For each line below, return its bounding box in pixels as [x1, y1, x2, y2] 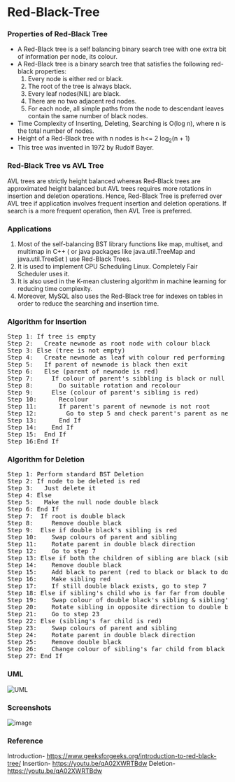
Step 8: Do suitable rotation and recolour [7, 382, 181, 390]
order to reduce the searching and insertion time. [17, 299, 159, 308]
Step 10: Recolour [7, 396, 89, 404]
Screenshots [7, 702, 52, 712]
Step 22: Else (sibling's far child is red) [7, 617, 163, 625]
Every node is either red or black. [27, 75, 124, 83]
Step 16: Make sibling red [7, 575, 111, 583]
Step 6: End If [7, 505, 59, 513]
